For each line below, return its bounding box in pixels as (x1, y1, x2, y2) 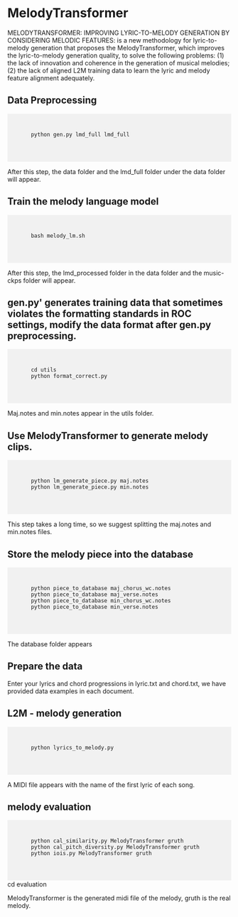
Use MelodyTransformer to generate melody (7, 430, 208, 442)
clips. (7, 440, 33, 452)
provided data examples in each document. (7, 687, 134, 695)
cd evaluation (7, 880, 48, 889)
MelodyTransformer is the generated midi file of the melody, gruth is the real (7, 894, 231, 903)
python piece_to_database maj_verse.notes (31, 591, 158, 598)
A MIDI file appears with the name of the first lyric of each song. (7, 780, 195, 789)
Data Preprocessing (7, 94, 97, 107)
